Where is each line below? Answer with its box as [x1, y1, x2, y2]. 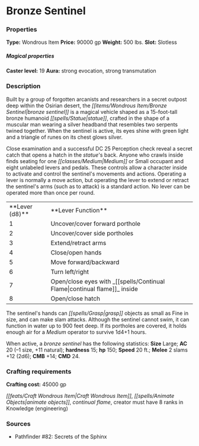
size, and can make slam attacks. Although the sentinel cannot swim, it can [6, 316, 190, 323]
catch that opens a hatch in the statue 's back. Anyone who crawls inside [6, 151, 184, 158]
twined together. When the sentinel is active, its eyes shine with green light [6, 127, 189, 134]
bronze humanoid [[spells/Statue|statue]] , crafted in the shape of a [6, 114, 170, 122]
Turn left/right [50, 267, 89, 276]
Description [6, 82, 41, 90]
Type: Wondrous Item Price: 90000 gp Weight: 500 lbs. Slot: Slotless [6, 39, 178, 46]
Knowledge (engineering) [6, 405, 68, 412]
